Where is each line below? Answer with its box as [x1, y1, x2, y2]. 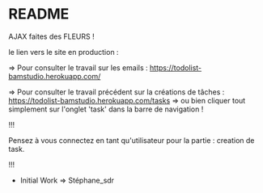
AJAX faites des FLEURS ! [8, 31, 95, 41]
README [8, 5, 70, 23]
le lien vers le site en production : [8, 47, 119, 57]
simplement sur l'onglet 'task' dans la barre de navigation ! [8, 104, 204, 114]
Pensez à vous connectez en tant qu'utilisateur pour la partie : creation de [8, 135, 255, 145]
